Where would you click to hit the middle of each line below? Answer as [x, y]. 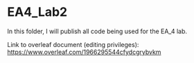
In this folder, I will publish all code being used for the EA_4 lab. [97, 31]
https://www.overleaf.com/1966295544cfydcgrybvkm [84, 52]
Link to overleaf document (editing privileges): [73, 44]
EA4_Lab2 [37, 12]
